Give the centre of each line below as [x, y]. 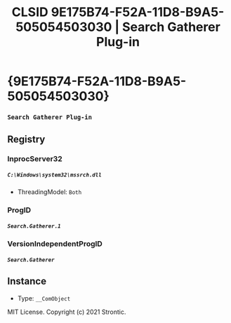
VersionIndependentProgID [55, 244]
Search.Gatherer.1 [34, 226]
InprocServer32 [35, 159]
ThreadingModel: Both [49, 192]
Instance [27, 281]
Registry [26, 139]
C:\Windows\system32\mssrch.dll [54, 175]
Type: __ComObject [44, 298]
